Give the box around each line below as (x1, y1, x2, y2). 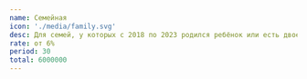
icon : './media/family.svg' (9, 22, 117, 31)
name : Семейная (9, 13, 68, 23)
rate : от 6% (9, 38, 55, 48)
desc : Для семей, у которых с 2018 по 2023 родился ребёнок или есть (9, 30, 281, 39)
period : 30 (9, 47, 51, 56)
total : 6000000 (9, 55, 68, 64)
